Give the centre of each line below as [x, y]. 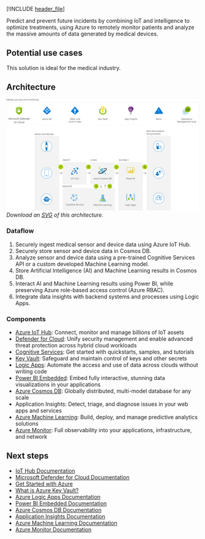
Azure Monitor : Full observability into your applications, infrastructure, [103, 430]
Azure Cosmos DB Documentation [58, 510]
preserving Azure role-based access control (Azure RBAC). [90, 290]
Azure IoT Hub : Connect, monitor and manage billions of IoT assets [100, 332]
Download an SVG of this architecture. [55, 215]
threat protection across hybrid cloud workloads [76, 346]
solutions [27, 424]
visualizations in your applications [58, 385]
